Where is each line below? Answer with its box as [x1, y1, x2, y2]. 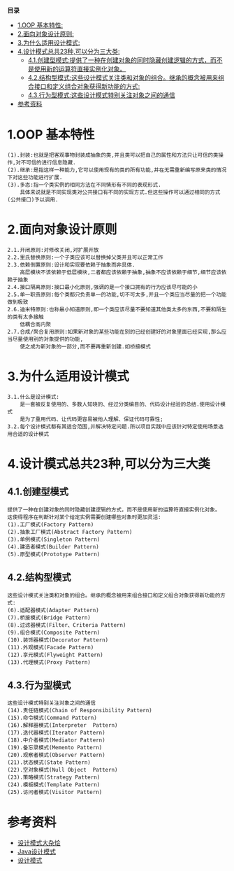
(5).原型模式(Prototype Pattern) [7, 551, 101, 558]
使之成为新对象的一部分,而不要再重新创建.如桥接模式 [20, 343, 152, 350]
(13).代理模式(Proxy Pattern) [7, 658, 91, 666]
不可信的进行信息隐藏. [20, 159, 77, 166]
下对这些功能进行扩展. [7, 174, 63, 180]
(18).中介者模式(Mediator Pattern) [7, 737, 106, 744]
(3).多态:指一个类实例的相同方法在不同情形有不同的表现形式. [7, 181, 162, 188]
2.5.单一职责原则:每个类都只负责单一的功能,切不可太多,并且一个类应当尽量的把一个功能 [7, 291, 227, 298]
